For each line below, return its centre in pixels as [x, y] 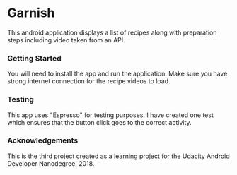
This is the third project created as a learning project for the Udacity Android [118, 156]
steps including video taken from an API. [66, 40]
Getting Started [34, 58]
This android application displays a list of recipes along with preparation [112, 32]
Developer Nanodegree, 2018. [51, 163]
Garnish [31, 13]
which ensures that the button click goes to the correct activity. [100, 122]
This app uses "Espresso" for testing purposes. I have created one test [110, 115]
